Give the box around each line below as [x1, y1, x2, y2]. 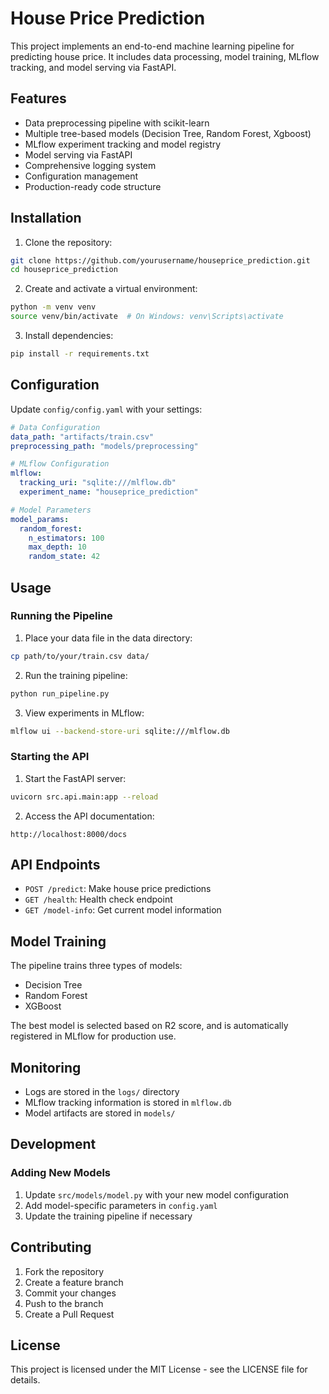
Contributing [10, 1239, 92, 1256]
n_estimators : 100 [28, 533, 105, 543]
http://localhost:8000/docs [10, 829, 128, 839]
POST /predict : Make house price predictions [24, 883, 212, 895]
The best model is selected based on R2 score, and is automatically [10, 1020, 289, 1032]
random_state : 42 [28, 552, 101, 562]
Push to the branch [24, 1297, 104, 1309]
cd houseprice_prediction [10, 265, 118, 275]
